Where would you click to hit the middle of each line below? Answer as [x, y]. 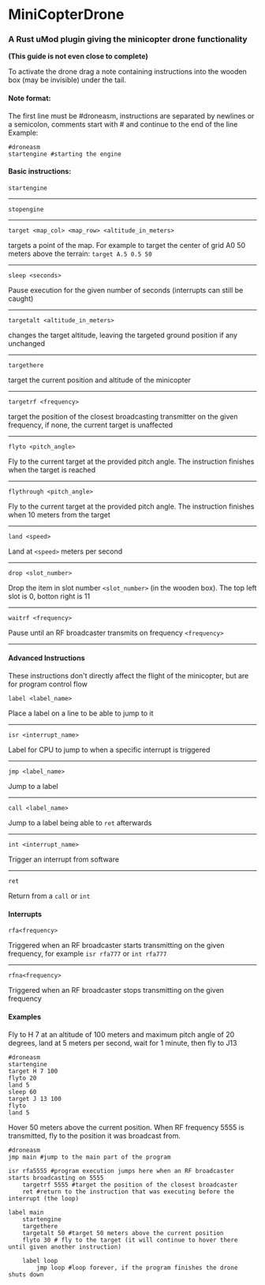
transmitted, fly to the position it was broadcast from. [95, 1136]
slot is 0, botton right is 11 [49, 596]
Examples [25, 1016]
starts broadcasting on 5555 [56, 1178]
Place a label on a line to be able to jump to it [81, 713]
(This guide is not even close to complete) [78, 56]
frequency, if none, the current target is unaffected [91, 425]
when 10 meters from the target [59, 514]
